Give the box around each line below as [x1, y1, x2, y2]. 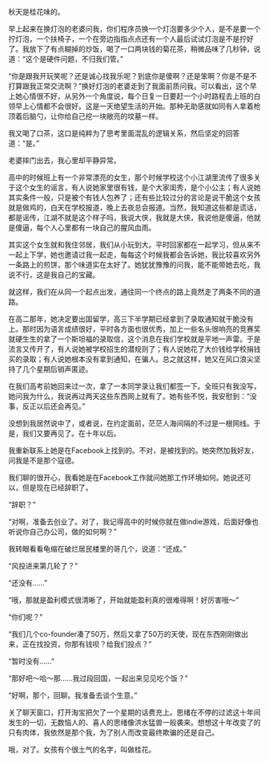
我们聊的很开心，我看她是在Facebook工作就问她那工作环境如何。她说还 [8, 473, 244, 482]
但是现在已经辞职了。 [22, 483, 93, 492]
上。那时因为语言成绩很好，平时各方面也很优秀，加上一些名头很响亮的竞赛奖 [8, 324, 261, 333]
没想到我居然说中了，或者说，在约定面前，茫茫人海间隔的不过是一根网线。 [8, 418, 254, 428]
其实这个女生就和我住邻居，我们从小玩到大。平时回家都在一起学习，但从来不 [8, 240, 261, 249]
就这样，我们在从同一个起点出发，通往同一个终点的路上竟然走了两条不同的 [8, 287, 254, 296]
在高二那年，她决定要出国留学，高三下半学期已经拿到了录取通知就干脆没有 [8, 314, 254, 324]
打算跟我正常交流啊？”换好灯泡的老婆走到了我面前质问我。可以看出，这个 [8, 81, 251, 91]
